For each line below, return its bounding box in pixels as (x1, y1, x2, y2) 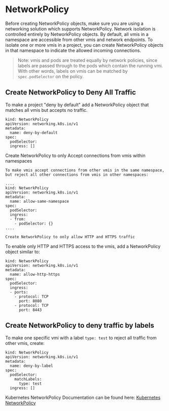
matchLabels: (14, 376, 42, 382)
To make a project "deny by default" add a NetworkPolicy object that (5, 102, 149, 108)
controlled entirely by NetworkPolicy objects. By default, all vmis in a (5, 31, 149, 37)
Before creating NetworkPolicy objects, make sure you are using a (5, 20, 144, 26)
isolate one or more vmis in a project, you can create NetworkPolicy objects (5, 42, 163, 48)
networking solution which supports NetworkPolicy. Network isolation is (5, 25, 156, 31)
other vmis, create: (5, 340, 45, 346)
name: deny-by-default (10, 130, 58, 135)
